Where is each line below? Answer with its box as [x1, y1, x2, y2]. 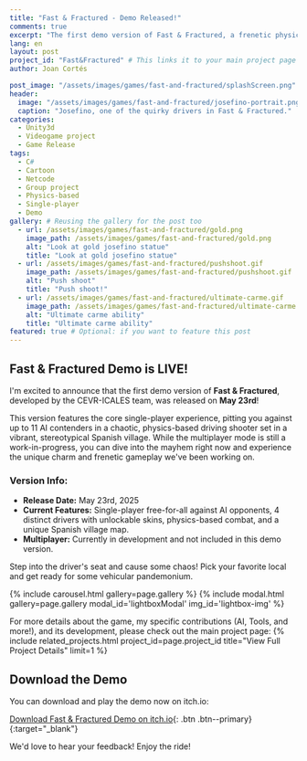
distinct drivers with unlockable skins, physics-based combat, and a [22, 514, 280, 525]
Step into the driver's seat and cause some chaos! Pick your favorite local [9, 561, 287, 572]
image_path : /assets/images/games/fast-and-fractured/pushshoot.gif [26, 268, 292, 277]
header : [9, 89, 39, 99]
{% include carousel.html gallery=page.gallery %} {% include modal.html [9, 588, 285, 599]
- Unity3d [17, 123, 55, 132]
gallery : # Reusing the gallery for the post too [9, 217, 203, 226]
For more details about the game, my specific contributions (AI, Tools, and [9, 616, 289, 627]
